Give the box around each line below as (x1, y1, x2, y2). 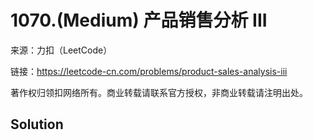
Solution (10, 116, 64, 133)
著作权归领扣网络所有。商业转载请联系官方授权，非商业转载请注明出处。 (10, 86, 308, 98)
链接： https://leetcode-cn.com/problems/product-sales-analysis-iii (10, 65, 288, 77)
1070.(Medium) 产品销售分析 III (10, 9, 268, 32)
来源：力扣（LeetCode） (10, 44, 113, 56)
